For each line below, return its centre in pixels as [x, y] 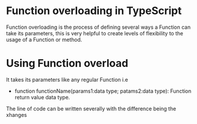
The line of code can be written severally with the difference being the [91, 108]
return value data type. [42, 97]
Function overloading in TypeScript [94, 11]
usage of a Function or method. [44, 39]
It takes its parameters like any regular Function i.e [67, 79]
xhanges [17, 115]
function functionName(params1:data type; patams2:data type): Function [103, 91]
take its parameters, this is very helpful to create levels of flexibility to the [95, 33]
